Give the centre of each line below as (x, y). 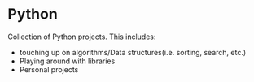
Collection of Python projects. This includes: (82, 37)
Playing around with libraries (67, 61)
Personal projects (49, 69)
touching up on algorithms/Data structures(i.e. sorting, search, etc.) (133, 52)
